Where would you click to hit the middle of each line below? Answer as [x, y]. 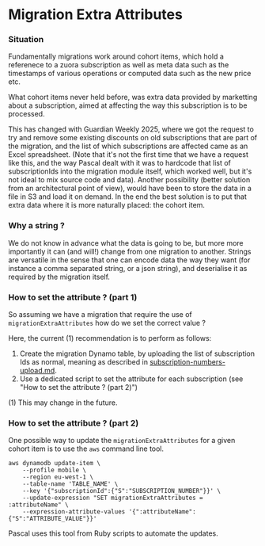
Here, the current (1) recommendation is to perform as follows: [110, 338]
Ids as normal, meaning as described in [84, 362]
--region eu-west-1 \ [58, 477]
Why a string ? [36, 226]
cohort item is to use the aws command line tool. [86, 449]
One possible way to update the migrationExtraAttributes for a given [122, 441]
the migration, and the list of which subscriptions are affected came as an [128, 146]
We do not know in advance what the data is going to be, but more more [126, 242]
